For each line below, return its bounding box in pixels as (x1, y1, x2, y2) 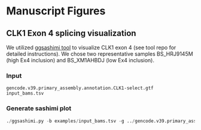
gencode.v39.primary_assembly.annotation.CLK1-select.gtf (6, 85, 154, 91)
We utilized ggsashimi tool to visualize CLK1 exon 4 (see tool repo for (6, 44, 176, 51)
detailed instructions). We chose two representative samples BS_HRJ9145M (6, 50, 193, 58)
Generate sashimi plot (6, 104, 72, 113)
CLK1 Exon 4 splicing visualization (6, 28, 136, 38)
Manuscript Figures (6, 4, 106, 18)
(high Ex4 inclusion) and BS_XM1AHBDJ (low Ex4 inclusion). (6, 57, 154, 64)
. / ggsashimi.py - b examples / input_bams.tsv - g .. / (6, 118, 135, 124)
